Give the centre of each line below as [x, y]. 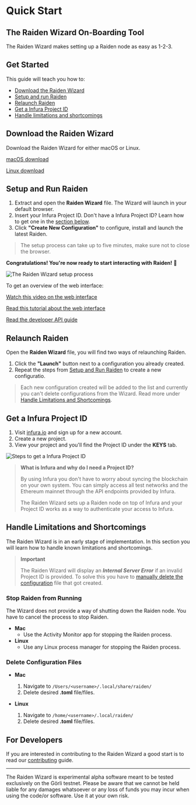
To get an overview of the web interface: [55, 286]
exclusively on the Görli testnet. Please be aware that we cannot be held [93, 783]
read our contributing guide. [40, 760]
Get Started [27, 65]
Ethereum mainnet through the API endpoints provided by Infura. [98, 492]
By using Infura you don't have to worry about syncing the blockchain [104, 479]
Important [33, 559]
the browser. [35, 252]
